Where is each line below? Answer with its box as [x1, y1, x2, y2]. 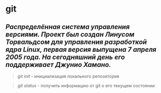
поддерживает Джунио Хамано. [5, 61, 111, 69]
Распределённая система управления [5, 23, 130, 31]
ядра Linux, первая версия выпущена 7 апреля [5, 45, 157, 54]
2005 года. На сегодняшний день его [5, 53, 125, 61]
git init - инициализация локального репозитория [17, 74, 120, 79]
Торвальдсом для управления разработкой [5, 38, 147, 46]
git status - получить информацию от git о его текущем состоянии [17, 83, 155, 88]
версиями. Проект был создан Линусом [5, 30, 135, 38]
